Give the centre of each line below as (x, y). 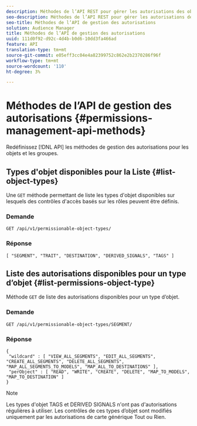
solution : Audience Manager (40, 28)
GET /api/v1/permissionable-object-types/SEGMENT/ (69, 324)
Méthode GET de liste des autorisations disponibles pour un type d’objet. (93, 297)
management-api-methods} (76, 131)
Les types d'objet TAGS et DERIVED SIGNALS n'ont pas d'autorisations (91, 404)
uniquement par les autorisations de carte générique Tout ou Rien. (86, 417)
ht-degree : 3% (23, 72)
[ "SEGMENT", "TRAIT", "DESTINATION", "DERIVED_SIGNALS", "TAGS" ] (90, 256)
